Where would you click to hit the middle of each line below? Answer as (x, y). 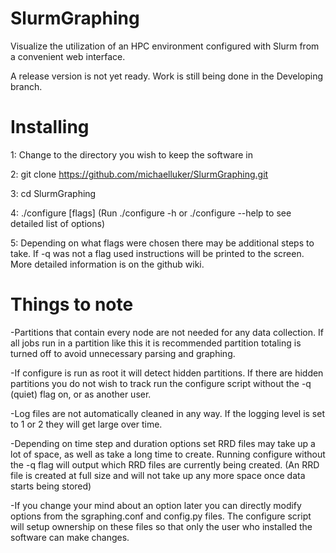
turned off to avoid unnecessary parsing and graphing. (123, 353)
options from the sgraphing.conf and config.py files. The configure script (161, 516)
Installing (50, 127)
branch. (26, 86)
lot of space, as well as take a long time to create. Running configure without (168, 454)
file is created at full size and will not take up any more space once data (158, 475)
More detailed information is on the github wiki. (107, 264)
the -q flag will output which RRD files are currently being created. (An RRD (165, 464)
